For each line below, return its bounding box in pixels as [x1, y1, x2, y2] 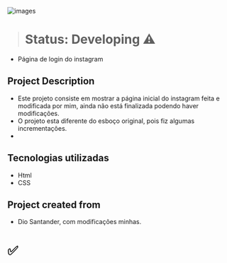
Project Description [7, 75, 95, 88]
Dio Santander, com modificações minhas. [17, 218, 142, 226]
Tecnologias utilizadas [7, 152, 109, 164]
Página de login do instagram [17, 54, 104, 63]
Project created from [7, 199, 101, 211]
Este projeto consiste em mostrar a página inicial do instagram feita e [17, 94, 220, 103]
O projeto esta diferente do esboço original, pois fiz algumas [17, 117, 195, 125]
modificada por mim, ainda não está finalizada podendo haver [17, 101, 199, 110]
